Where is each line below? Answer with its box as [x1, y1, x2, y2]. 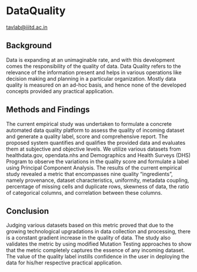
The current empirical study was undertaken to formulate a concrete [6, 120, 172, 127]
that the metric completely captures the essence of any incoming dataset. [6, 247, 185, 254]
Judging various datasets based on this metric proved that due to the [6, 222, 173, 229]
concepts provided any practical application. [6, 87, 114, 95]
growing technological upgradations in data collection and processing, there [6, 228, 191, 235]
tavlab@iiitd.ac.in [6, 24, 48, 31]
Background [6, 41, 52, 51]
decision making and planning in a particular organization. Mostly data [6, 75, 176, 82]
